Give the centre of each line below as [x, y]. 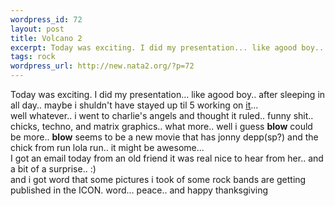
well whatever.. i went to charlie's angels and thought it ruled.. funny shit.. [162, 115]
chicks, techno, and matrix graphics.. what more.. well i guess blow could [161, 126]
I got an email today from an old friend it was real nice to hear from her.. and [167, 158]
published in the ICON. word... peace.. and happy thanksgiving [139, 190]
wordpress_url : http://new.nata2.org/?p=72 [102, 66]
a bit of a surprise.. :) [53, 169]
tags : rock [33, 57]
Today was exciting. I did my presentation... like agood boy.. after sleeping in [168, 94]
